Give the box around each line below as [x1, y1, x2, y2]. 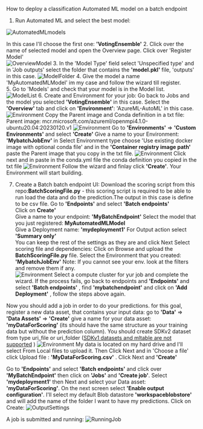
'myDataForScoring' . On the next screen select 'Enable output [6, 385, 164, 391]
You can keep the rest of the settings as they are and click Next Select [14, 239, 190, 246]
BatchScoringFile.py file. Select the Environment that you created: [14, 251, 181, 259]
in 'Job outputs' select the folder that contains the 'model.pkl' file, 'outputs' [6, 66, 195, 73]
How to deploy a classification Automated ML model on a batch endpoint [6, 5, 187, 12]
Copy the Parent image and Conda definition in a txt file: [45, 111, 185, 118]
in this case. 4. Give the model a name [6, 73, 140, 79]
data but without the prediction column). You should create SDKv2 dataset [6, 328, 192, 335]
